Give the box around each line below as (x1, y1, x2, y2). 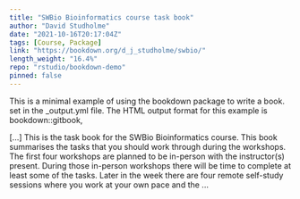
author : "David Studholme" (9, 21, 110, 30)
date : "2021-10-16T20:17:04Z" (9, 29, 123, 38)
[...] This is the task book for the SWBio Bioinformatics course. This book (9, 131, 278, 143)
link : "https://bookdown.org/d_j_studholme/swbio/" (9, 46, 206, 55)
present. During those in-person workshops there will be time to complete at (9, 160, 291, 170)
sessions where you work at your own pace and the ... (9, 179, 209, 190)
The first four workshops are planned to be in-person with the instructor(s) (9, 151, 285, 162)
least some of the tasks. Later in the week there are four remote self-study (9, 170, 284, 180)
